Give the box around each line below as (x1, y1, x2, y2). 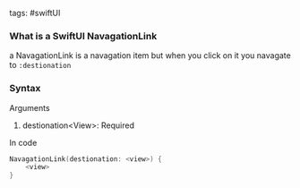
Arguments (9, 102, 51, 113)
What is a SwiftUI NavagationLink (9, 30, 158, 42)
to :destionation (9, 60, 72, 71)
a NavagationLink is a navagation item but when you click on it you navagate (9, 50, 291, 61)
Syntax (9, 82, 41, 95)
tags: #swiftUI (9, 8, 61, 18)
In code (9, 137, 38, 148)
